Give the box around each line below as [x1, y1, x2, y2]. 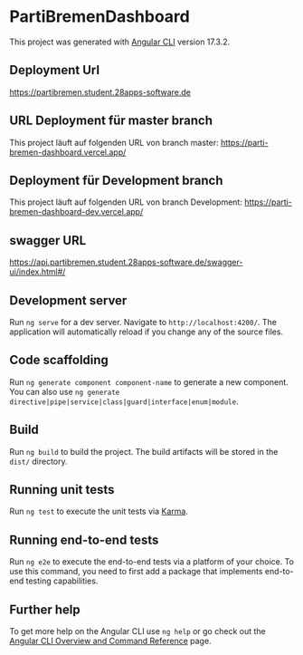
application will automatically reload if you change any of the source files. [9, 326, 283, 337]
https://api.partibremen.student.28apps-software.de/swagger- [9, 256, 243, 268]
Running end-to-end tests [9, 532, 159, 547]
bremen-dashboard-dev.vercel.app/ [9, 207, 144, 217]
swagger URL [9, 233, 87, 248]
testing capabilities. [25, 575, 99, 586]
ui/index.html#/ [9, 266, 66, 277]
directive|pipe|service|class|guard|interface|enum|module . [9, 396, 239, 407]
